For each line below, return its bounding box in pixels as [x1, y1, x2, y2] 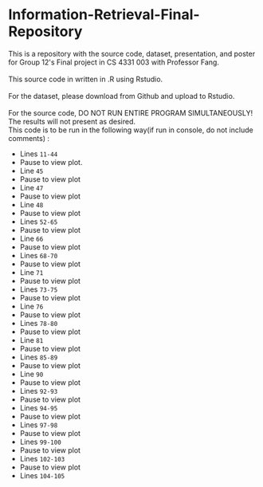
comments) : [8, 133, 50, 143]
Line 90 [19, 369, 44, 379]
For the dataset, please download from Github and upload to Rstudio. [8, 91, 235, 100]
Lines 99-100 [19, 437, 61, 446]
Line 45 [19, 166, 44, 175]
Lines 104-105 [19, 470, 65, 480]
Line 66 [19, 234, 44, 243]
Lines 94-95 [19, 403, 58, 412]
